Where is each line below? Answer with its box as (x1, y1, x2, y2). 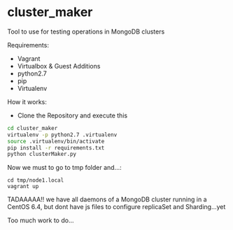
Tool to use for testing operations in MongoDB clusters (7, 27, 165, 36)
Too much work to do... (7, 216, 74, 224)
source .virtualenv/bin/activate (7, 138, 105, 145)
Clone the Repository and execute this (17, 111, 128, 120)
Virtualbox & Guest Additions (17, 62, 101, 70)
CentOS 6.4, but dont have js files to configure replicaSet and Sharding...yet (7, 203, 226, 211)
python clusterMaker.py (7, 151, 77, 158)
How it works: (7, 97, 48, 106)
